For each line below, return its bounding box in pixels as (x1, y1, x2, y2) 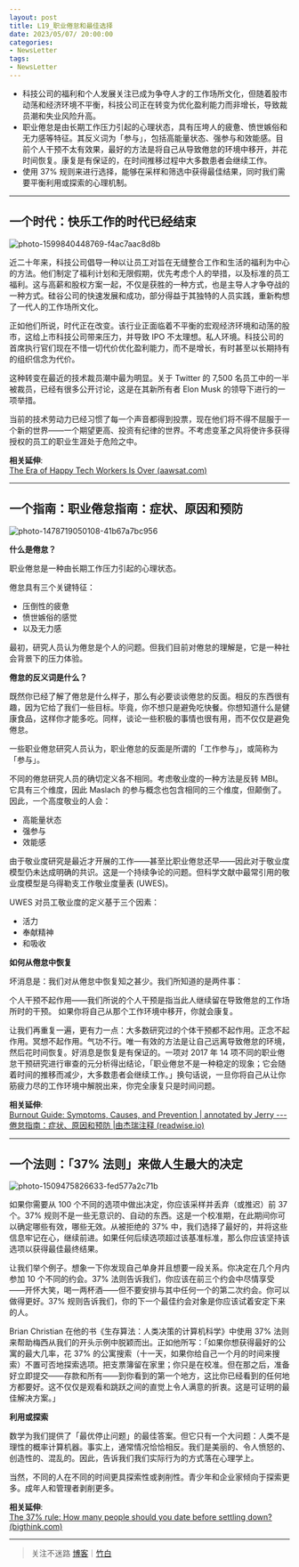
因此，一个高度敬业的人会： (9, 795, 111, 806)
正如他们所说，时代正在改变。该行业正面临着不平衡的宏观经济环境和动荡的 (9, 320, 282, 330)
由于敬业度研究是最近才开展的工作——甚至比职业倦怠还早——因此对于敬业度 (9, 856, 290, 866)
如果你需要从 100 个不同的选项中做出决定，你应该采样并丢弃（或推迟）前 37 (9, 1199, 287, 1210)
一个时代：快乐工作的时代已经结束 (9, 215, 197, 230)
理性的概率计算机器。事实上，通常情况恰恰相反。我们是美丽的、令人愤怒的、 (9, 1441, 290, 1452)
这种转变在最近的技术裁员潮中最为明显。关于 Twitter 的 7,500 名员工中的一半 (9, 372, 290, 383)
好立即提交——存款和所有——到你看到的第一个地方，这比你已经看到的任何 (9, 1370, 282, 1381)
